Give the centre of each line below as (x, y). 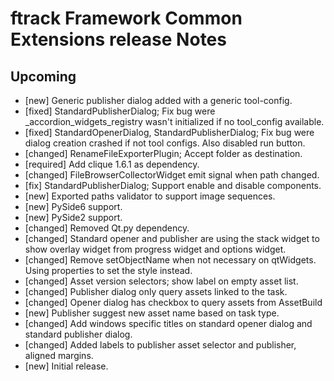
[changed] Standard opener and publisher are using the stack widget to (172, 238)
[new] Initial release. (66, 366)
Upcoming (43, 76)
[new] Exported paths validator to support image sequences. (150, 196)
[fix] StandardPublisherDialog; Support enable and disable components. (173, 185)
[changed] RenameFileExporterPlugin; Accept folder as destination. (163, 153)
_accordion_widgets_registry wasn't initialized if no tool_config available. (174, 121)
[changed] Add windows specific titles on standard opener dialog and (168, 323)
